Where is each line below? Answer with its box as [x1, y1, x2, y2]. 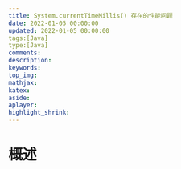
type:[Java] [8, 42, 48, 50]
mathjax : [8, 78, 38, 87]
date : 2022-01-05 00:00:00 [8, 19, 99, 27]
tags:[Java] [8, 34, 48, 42]
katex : [8, 86, 31, 95]
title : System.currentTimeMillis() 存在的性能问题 [8, 11, 173, 20]
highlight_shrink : [8, 109, 70, 117]
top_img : [8, 71, 38, 79]
